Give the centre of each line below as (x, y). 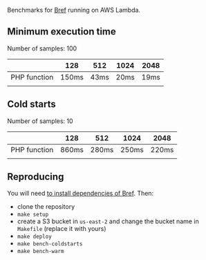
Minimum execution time (62, 31)
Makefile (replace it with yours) (62, 229)
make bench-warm (40, 252)
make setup (33, 215)
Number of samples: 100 (42, 48)
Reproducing (36, 177)
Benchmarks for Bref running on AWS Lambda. (74, 10)
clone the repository (46, 207)
